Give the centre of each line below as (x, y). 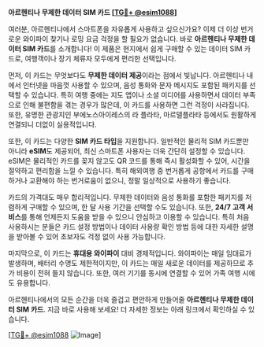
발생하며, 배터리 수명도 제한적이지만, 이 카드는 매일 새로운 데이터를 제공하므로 (127, 263)
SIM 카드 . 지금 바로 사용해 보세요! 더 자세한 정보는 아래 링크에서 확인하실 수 (131, 309)
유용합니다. (33, 283)
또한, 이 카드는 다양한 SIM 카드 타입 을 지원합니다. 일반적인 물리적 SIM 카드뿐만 (129, 141)
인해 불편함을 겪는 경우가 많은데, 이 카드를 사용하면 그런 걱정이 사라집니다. (136, 105)
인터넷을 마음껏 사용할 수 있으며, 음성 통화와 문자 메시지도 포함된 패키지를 (135, 85)
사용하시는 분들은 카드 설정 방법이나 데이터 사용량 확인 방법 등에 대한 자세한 (124, 227)
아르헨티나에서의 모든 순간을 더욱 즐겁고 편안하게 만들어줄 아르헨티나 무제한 (124, 299)
